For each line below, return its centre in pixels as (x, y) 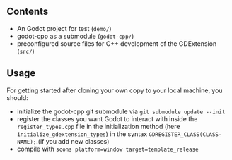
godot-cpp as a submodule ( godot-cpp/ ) (75, 36)
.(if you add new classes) (72, 141)
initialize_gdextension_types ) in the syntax (82, 134)
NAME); (27, 142)
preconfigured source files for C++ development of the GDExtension (117, 43)
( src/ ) (25, 51)
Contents (28, 12)
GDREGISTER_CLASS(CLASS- (185, 134)
